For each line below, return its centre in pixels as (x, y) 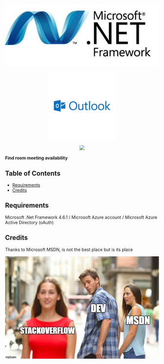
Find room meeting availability (36, 158)
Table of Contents (33, 173)
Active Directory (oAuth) (29, 222)
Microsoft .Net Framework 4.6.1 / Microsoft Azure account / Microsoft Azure (81, 217)
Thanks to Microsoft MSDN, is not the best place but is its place (69, 249)
